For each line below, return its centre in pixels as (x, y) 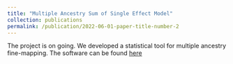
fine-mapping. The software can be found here (75, 53)
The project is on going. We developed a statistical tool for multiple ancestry (117, 46)
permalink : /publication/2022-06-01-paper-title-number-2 (93, 26)
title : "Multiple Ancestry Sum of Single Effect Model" (90, 13)
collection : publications (45, 20)
